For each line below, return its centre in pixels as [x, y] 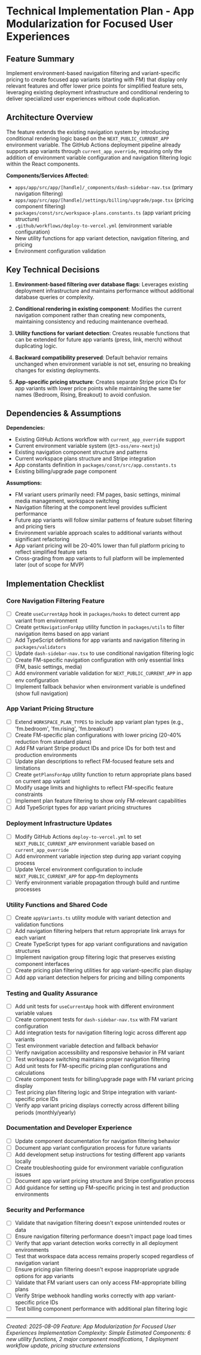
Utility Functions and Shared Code [57, 905]
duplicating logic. [36, 346]
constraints [29, 794]
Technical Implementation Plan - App [100, 11]
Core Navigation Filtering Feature [55, 600]
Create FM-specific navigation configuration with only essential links [99, 660]
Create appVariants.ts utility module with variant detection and [93, 918]
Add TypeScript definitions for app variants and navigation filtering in [100, 640]
